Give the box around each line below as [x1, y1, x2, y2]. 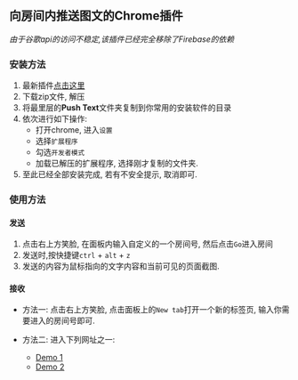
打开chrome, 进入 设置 [35, 125, 113, 135]
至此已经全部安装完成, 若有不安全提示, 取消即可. [21, 169, 197, 180]
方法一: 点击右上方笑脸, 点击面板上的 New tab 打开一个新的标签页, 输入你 [21, 304, 282, 315]
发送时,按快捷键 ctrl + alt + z [21, 250, 131, 261]
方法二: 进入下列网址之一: [21, 335, 116, 345]
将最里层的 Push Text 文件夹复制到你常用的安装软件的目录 [21, 102, 232, 113]
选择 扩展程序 [35, 136, 78, 147]
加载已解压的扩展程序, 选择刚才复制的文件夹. [35, 158, 198, 169]
